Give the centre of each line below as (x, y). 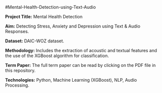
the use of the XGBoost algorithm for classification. (57, 56)
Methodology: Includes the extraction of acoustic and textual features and (81, 50)
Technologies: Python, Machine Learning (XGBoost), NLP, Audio (71, 80)
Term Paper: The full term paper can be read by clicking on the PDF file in (81, 65)
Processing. (17, 85)
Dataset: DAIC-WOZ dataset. (35, 41)
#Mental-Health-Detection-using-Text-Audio (51, 7)
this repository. (20, 70)
